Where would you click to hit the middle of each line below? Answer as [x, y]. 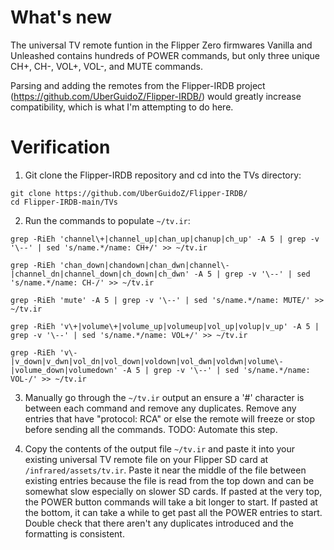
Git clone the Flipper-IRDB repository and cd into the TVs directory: [163, 175]
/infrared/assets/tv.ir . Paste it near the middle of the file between [165, 470]
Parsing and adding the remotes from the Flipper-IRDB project [138, 85]
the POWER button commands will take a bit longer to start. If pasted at [171, 502]
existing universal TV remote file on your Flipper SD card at [146, 459]
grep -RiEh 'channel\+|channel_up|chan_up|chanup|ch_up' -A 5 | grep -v [165, 239]
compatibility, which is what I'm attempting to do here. [122, 107]
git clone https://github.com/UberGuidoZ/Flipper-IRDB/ [129, 193]
